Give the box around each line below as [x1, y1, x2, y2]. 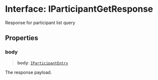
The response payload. [5, 69, 52, 75]
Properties [5, 34, 38, 42]
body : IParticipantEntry [17, 60, 68, 66]
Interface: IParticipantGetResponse [5, 3, 154, 15]
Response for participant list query [5, 20, 75, 26]
